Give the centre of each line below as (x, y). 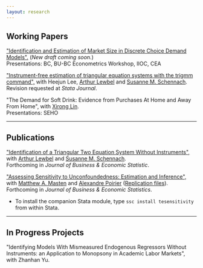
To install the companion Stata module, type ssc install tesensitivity (105, 201)
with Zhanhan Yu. (28, 260)
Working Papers (37, 37)
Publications (31, 138)
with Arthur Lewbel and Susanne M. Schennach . (66, 159)
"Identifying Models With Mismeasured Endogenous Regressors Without (96, 247)
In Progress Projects (45, 233)
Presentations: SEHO (32, 113)
